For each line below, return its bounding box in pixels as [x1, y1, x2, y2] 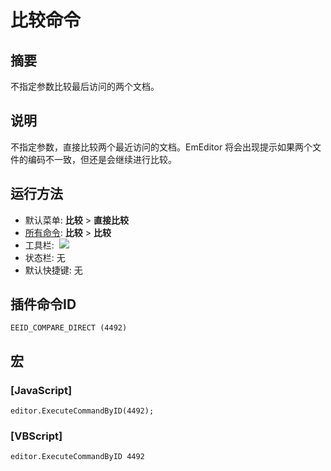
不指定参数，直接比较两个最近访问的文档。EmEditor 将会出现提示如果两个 [10, 141, 313, 153]
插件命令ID [10, 296, 77, 313]
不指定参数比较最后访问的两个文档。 [10, 81, 160, 92]
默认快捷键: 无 [24, 264, 83, 276]
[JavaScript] [10, 383, 73, 397]
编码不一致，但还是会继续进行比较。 [27, 153, 177, 165]
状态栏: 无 [24, 251, 66, 263]
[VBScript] [10, 429, 63, 443]
